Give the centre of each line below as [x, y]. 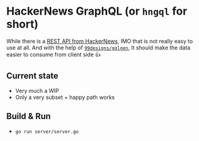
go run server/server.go [47, 132]
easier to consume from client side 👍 [54, 54]
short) [22, 24]
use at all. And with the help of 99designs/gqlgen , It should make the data [99, 48]
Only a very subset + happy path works [65, 97]
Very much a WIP [37, 90]
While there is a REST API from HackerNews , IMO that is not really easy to [99, 41]
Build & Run [28, 116]
